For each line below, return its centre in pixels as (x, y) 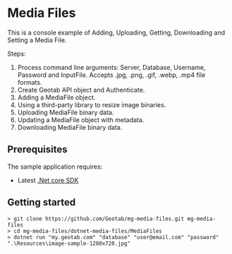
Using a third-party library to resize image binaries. (92, 104)
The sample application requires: (55, 167)
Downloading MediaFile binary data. (70, 127)
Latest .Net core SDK (48, 180)
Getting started (42, 202)
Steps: (17, 54)
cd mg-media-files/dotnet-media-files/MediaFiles (88, 231)
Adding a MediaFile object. (56, 97)
